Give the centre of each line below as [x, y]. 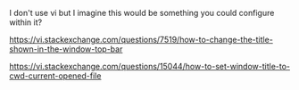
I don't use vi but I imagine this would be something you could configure [142, 13]
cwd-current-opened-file [55, 76]
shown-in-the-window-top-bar [66, 49]
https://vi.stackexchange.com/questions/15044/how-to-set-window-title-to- [150, 66]
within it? [26, 22]
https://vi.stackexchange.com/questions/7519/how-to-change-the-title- [141, 40]
